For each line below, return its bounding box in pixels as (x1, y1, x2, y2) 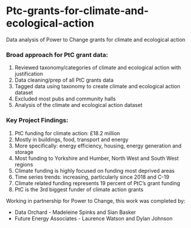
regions (14, 160, 33, 168)
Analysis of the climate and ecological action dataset (14, 102, 143, 109)
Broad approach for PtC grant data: (6, 51, 109, 59)
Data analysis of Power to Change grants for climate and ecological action (6, 36, 186, 43)
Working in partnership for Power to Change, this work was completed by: (6, 197, 186, 204)
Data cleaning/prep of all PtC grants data (14, 76, 114, 83)
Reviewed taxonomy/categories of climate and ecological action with (14, 64, 181, 71)
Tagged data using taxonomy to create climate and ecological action (14, 83, 180, 90)
